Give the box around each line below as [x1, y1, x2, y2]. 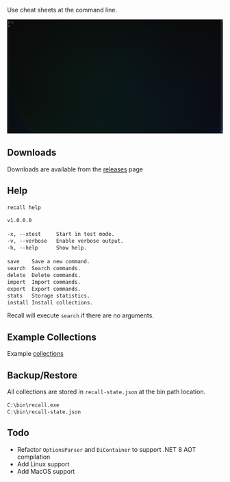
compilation [16, 453, 51, 461]
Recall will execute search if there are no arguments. [7, 311, 154, 320]
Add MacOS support [16, 467, 75, 475]
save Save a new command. [7, 258, 90, 265]
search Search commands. [7, 265, 81, 272]
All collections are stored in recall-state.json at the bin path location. [7, 387, 206, 396]
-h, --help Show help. [7, 245, 88, 252]
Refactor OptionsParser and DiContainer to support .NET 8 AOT [16, 445, 196, 453]
